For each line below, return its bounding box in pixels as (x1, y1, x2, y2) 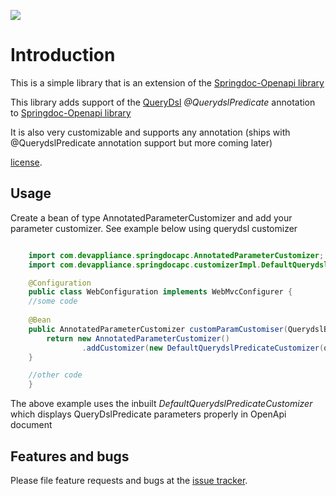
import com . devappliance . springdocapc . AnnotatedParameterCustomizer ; (28, 250, 325, 260)
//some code (28, 296, 78, 307)
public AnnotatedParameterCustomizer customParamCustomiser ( (28, 324, 288, 334)
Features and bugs (10, 448, 130, 465)
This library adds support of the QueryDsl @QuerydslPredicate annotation (10, 96, 316, 108)
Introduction (10, 44, 116, 67)
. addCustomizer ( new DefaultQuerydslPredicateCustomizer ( (81, 343, 325, 353)
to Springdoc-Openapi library (10, 106, 132, 119)
